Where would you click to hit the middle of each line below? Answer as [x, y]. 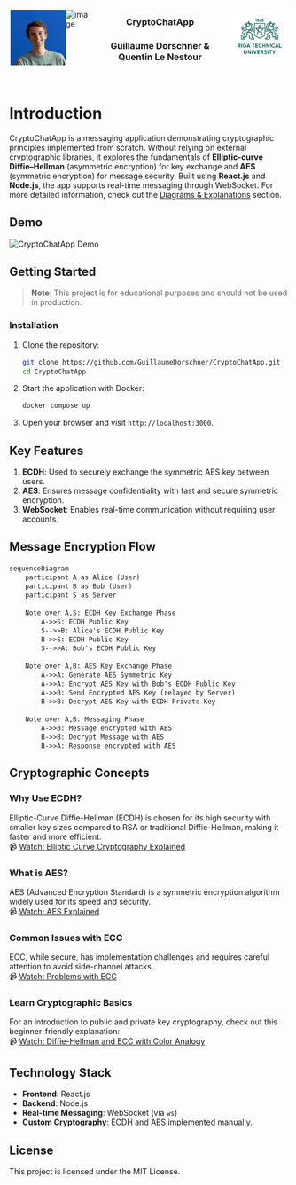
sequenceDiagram [39, 569]
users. [34, 482]
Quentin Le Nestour [160, 57]
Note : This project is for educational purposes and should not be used [159, 293]
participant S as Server [71, 595]
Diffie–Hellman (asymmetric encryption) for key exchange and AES [132, 166]
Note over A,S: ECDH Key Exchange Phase [101, 613]
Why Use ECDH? [46, 798]
